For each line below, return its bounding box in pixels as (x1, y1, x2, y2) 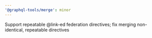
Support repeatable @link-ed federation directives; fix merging (5, 21, 136, 27)
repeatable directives (24, 26, 70, 33)
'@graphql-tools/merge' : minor (5, 7, 71, 13)
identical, (5, 26, 24, 33)
